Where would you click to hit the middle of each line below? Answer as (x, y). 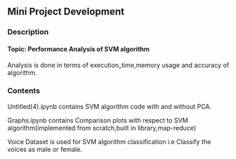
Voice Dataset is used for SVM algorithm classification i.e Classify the (109, 141)
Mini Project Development (66, 12)
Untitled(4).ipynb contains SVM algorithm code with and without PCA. (109, 106)
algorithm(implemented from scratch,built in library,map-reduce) (102, 128)
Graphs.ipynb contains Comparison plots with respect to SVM (98, 120)
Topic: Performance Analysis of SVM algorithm (79, 48)
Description (28, 32)
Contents (24, 91)
